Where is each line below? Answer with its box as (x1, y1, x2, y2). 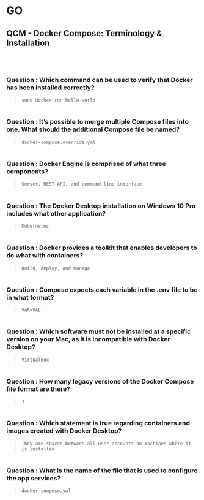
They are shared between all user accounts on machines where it (21, 441, 191, 447)
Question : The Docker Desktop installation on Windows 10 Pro (6, 202, 196, 210)
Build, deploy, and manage (21, 265, 90, 271)
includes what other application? (6, 209, 106, 218)
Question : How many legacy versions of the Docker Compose (6, 377, 194, 385)
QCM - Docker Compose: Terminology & (6, 28, 162, 39)
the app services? (6, 474, 61, 482)
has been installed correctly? (6, 83, 95, 92)
